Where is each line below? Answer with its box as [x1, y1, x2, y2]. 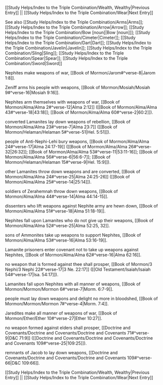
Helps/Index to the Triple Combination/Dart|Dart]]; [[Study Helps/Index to [5, 40, 151, 46]
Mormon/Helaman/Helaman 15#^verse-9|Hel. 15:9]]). [5, 159, 111, 165]
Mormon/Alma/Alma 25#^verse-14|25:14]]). [5, 179, 92, 185]
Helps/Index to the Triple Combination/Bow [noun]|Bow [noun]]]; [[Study [5, 30, 150, 35]
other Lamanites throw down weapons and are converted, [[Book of [5, 169, 141, 175]
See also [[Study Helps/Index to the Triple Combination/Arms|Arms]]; [5, 19, 144, 25]
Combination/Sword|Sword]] [5, 61, 62, 66]
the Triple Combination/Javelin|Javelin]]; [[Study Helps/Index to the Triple [5, 45, 152, 51]
